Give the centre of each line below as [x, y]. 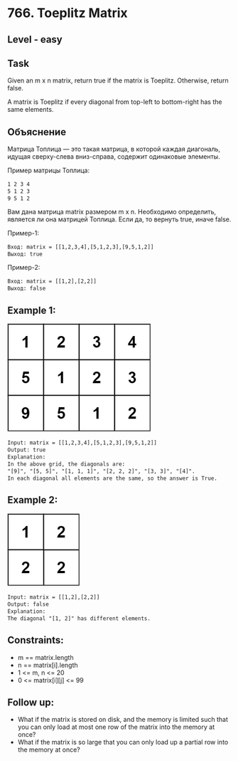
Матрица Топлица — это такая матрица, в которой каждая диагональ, [114, 149]
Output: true [27, 450]
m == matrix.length [45, 657]
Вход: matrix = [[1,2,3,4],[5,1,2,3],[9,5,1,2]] [81, 247]
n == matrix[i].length [48, 665]
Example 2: [33, 500]
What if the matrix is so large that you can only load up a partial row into [123, 742]
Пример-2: [24, 268]
